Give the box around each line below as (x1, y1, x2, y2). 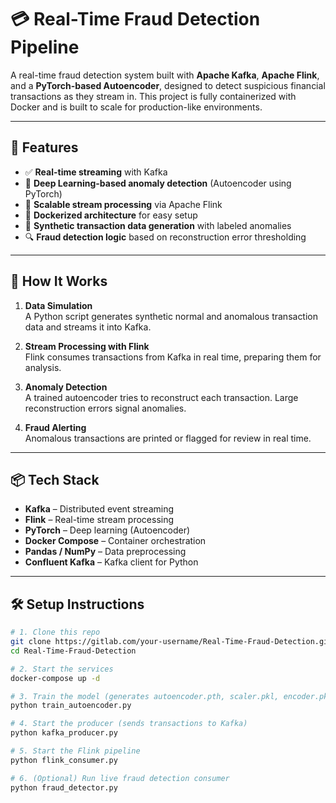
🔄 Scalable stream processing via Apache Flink (24, 198, 223, 210)
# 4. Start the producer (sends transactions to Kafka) (10, 719, 248, 729)
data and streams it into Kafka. (24, 321, 152, 333)
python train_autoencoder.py (10, 701, 132, 711)
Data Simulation (24, 299, 93, 311)
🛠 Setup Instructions (10, 596, 145, 613)
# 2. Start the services (10, 664, 114, 674)
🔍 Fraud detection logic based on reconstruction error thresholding (24, 231, 307, 243)
